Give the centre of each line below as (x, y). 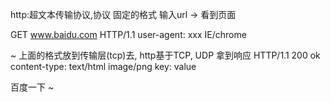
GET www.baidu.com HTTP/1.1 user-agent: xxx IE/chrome (128, 34)
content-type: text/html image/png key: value (103, 66)
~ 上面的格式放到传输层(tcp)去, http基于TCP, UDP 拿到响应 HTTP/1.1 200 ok (165, 55)
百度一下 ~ (32, 87)
